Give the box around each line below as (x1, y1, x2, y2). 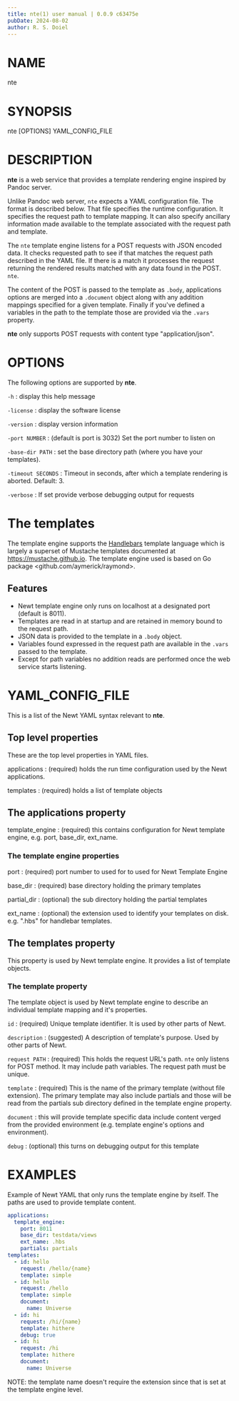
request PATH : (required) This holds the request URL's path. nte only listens (7, 1054, 230, 1063)
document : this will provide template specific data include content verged (7, 1112, 221, 1121)
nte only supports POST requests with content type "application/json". (7, 330, 215, 338)
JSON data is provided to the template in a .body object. (17, 632, 183, 640)
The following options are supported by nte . (7, 378, 137, 387)
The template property (7, 981, 88, 991)
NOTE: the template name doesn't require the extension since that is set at (7, 1377, 226, 1386)
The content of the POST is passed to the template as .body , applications (7, 285, 222, 294)
